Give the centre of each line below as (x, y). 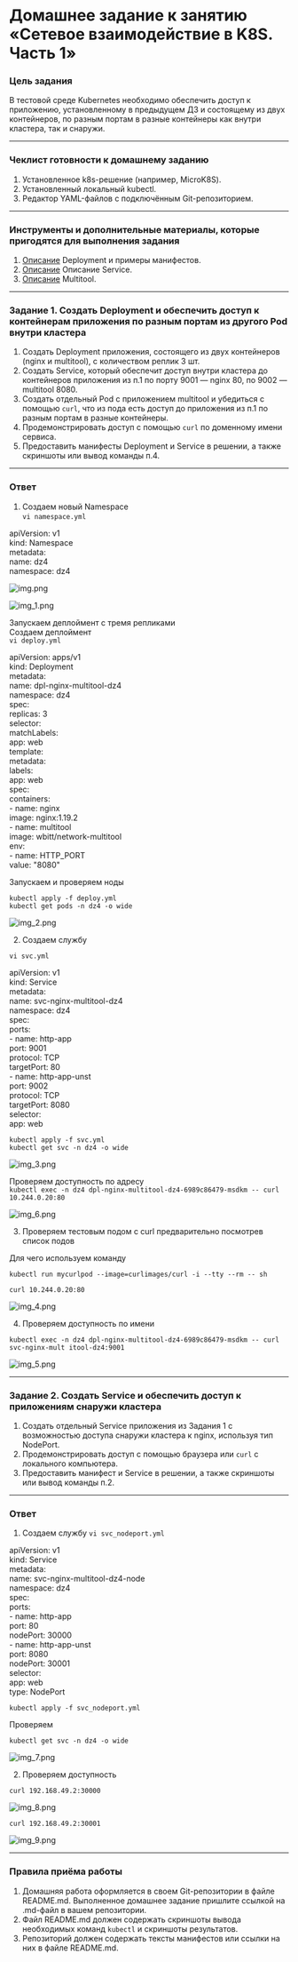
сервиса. (39, 437)
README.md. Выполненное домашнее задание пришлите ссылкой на (153, 1900)
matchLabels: (34, 732)
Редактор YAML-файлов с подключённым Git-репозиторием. (138, 198)
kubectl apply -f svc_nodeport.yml (75, 1708)
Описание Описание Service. (77, 270)
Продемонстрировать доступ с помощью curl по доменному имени (152, 427)
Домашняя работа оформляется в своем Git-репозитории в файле (148, 1891)
